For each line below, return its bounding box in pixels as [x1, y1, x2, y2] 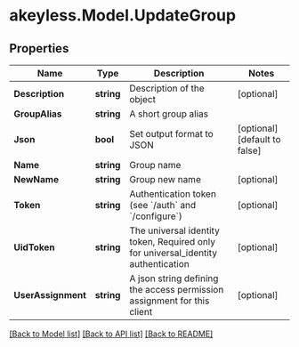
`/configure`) [128, 210, 182, 222]
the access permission [128, 284, 224, 295]
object [128, 93, 156, 105]
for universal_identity [128, 246, 218, 259]
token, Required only [128, 236, 216, 247]
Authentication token [128, 188, 216, 200]
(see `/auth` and [128, 199, 197, 211]
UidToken [13, 241, 55, 254]
